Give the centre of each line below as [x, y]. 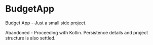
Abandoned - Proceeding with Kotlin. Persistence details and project [77, 32]
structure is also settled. [30, 38]
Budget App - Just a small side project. [46, 23]
